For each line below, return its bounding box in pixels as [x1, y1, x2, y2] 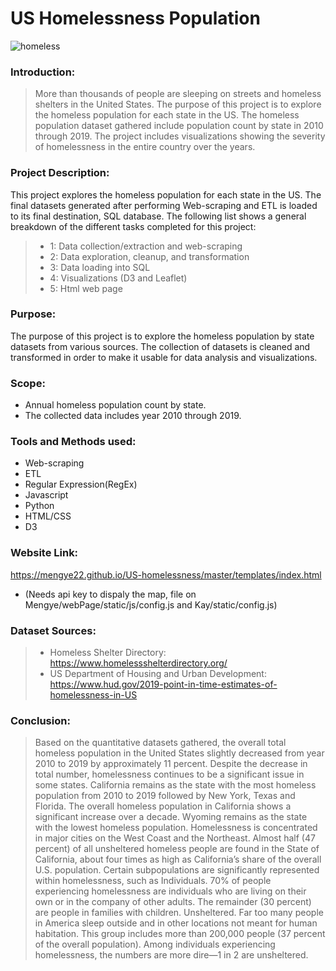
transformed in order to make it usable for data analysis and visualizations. [10, 351, 318, 363]
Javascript [24, 489, 69, 501]
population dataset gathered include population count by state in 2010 [34, 120, 324, 132]
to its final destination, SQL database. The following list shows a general [10, 210, 307, 222]
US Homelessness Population [10, 7, 261, 30]
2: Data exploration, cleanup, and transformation [49, 250, 250, 262]
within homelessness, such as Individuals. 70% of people [34, 875, 272, 887]
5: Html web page [49, 282, 123, 294]
